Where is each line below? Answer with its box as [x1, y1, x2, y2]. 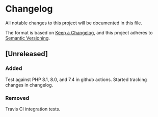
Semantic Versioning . [5, 35, 50, 41]
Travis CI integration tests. [5, 106, 61, 112]
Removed [5, 94, 30, 101]
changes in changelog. [5, 82, 54, 88]
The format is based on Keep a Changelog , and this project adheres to [5, 29, 153, 35]
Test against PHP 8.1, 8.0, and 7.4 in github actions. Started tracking [5, 76, 147, 83]
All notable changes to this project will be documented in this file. [5, 20, 143, 26]
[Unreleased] [5, 50, 48, 58]
